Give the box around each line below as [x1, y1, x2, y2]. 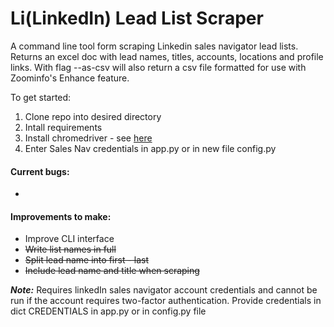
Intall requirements [24, 121, 103, 133]
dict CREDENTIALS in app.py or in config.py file [10, 305, 207, 317]
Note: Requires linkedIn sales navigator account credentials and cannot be [10, 284, 318, 296]
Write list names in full [24, 243, 117, 256]
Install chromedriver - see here [24, 132, 153, 144]
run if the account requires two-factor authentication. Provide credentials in [10, 295, 322, 307]
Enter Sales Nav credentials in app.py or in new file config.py [24, 142, 277, 154]
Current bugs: [10, 165, 70, 177]
